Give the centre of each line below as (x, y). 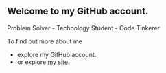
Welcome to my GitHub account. (78, 11)
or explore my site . (43, 62)
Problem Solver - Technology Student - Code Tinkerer (83, 28)
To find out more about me (45, 41)
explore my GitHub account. (57, 54)
